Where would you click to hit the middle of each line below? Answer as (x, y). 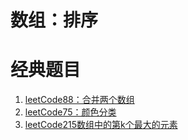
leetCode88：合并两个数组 (79, 100)
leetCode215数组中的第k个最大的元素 (101, 125)
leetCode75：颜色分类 (70, 112)
